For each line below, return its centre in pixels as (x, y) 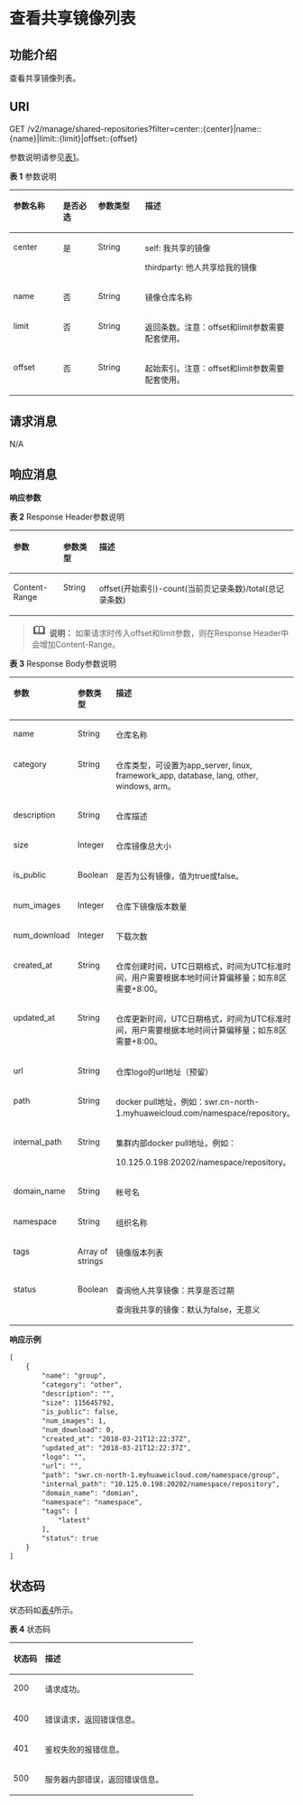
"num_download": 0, (78, 1430)
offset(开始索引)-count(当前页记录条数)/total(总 (188, 589)
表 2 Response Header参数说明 (67, 517)
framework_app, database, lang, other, (187, 775)
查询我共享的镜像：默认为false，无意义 (188, 1310)
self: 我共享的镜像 (178, 248)
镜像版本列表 (140, 1252)
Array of (93, 1251)
